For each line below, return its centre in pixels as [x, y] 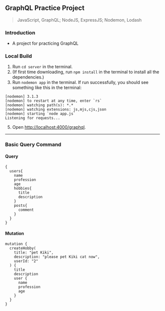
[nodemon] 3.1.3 [22, 97]
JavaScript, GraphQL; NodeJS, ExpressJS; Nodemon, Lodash [79, 20]
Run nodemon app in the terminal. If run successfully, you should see [80, 83]
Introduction [20, 32]
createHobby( [23, 248]
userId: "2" [26, 261]
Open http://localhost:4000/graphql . [49, 127]
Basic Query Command [33, 144]
